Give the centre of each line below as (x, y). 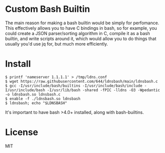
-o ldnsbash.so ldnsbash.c (33, 94)
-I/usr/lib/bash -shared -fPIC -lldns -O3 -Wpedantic (104, 90)
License (22, 132)
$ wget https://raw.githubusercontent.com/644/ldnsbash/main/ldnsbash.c (82, 81)
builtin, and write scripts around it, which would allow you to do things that (81, 39)
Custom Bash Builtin (48, 9)
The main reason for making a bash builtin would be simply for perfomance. (82, 23)
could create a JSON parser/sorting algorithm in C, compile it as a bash (78, 33)
